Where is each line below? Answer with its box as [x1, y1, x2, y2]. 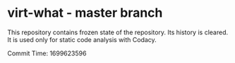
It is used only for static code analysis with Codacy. [7, 35, 157, 43]
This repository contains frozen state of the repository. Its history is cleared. [7, 28, 228, 36]
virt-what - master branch [7, 5, 163, 21]
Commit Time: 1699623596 [7, 49, 87, 57]
